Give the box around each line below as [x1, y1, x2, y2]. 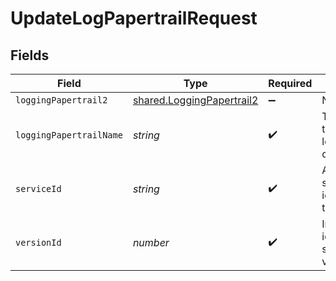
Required [268, 77, 313, 90]
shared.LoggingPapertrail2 [132, 93, 259, 107]
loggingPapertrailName [15, 130, 123, 141]
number [132, 236, 170, 249]
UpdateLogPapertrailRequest [10, 7, 258, 30]
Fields [10, 47, 50, 64]
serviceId [15, 183, 62, 194]
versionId [15, 237, 62, 248]
